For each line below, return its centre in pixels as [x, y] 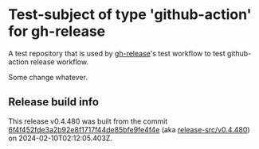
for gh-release [57, 31]
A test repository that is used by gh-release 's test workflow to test [117, 53]
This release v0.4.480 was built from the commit [88, 121]
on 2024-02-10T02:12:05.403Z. [61, 138]
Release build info [54, 102]
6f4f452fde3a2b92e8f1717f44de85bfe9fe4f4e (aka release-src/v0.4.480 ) [129, 129]
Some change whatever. [48, 77]
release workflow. [60, 62]
